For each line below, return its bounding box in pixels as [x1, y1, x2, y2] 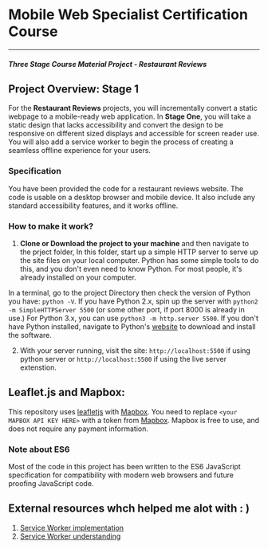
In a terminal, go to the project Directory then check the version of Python [8, 288, 251, 297]
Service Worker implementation [19, 523, 124, 532]
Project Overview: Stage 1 [8, 82, 140, 96]
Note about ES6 [8, 444, 70, 455]
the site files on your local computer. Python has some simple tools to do [19, 255, 259, 265]
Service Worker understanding [19, 531, 121, 541]
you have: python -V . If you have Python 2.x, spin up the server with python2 [8, 296, 258, 306]
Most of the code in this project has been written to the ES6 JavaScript [8, 462, 241, 472]
